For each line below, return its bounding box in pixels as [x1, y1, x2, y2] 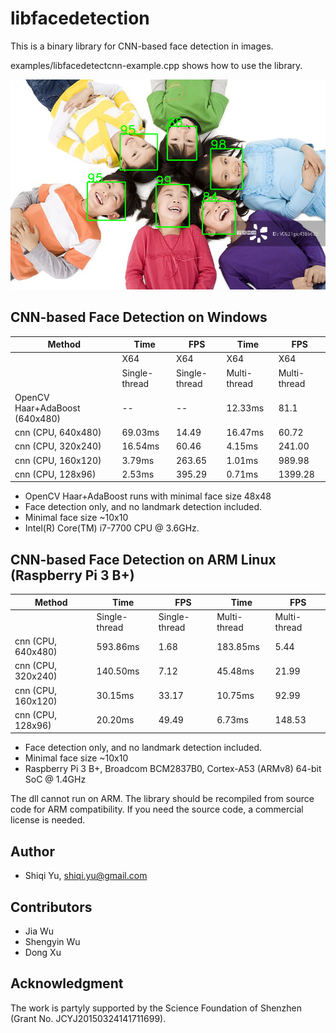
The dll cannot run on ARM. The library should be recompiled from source [10, 793, 315, 805]
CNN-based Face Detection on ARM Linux [10, 551, 277, 568]
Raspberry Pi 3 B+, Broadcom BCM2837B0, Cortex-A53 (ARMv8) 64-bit [24, 763, 322, 775]
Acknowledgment [10, 975, 124, 992]
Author [10, 843, 55, 860]
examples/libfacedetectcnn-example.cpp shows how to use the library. [10, 59, 303, 71]
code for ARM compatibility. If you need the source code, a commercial [10, 803, 304, 816]
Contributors [10, 898, 93, 916]
